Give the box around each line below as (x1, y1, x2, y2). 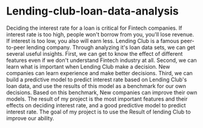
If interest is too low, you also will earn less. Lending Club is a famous (6, 37, 180, 44)
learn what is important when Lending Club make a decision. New (6, 62, 170, 70)
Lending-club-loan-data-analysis (6, 4, 179, 18)
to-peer (6, 44, 25, 51)
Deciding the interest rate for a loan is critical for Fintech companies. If (6, 24, 182, 32)
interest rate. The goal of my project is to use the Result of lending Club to (6, 108, 191, 115)
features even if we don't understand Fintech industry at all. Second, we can (6, 56, 197, 64)
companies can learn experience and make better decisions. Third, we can (6, 69, 193, 76)
